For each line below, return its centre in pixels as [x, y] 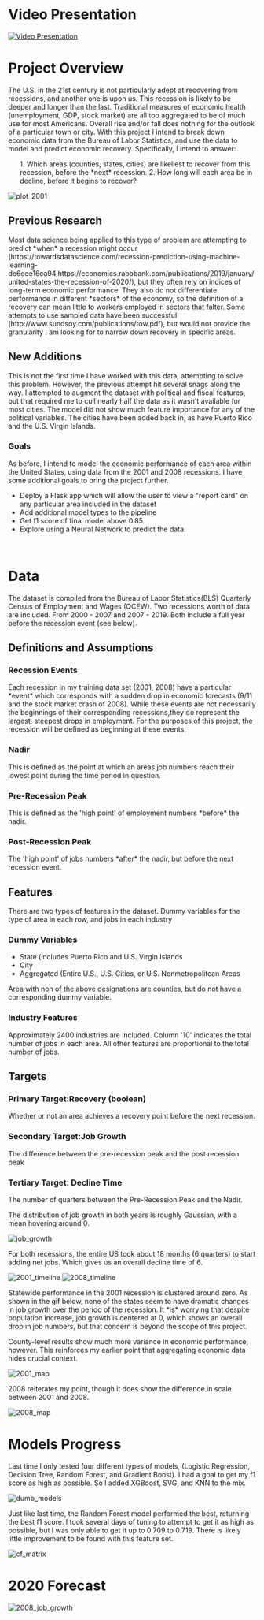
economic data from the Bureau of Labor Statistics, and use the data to [123, 140]
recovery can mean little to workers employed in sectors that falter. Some [127, 307]
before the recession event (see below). [73, 623]
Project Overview [66, 68]
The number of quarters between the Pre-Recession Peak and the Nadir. [125, 1199]
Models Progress [65, 1445]
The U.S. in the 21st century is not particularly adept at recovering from [123, 90]
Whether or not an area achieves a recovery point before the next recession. [132, 1116]
